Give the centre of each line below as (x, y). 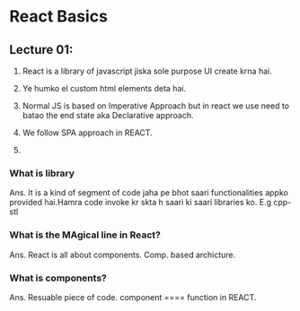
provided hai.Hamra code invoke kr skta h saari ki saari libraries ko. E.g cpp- (150, 203)
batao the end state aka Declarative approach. (108, 115)
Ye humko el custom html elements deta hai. (104, 88)
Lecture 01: (41, 50)
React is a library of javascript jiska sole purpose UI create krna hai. (147, 71)
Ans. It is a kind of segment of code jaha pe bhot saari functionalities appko (149, 193)
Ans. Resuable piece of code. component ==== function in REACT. (133, 297)
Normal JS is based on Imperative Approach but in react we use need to (156, 106)
